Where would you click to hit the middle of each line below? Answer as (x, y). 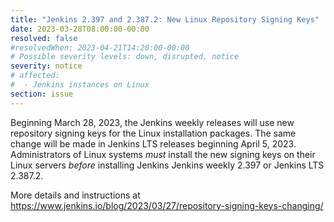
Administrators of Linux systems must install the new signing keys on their (163, 154)
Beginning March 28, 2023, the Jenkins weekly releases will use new (152, 122)
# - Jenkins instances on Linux (80, 85)
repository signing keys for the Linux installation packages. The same (153, 133)
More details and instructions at (75, 195)
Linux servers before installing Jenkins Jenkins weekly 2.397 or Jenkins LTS (167, 165)
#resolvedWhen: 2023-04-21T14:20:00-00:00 (100, 47)
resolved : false (44, 38)
